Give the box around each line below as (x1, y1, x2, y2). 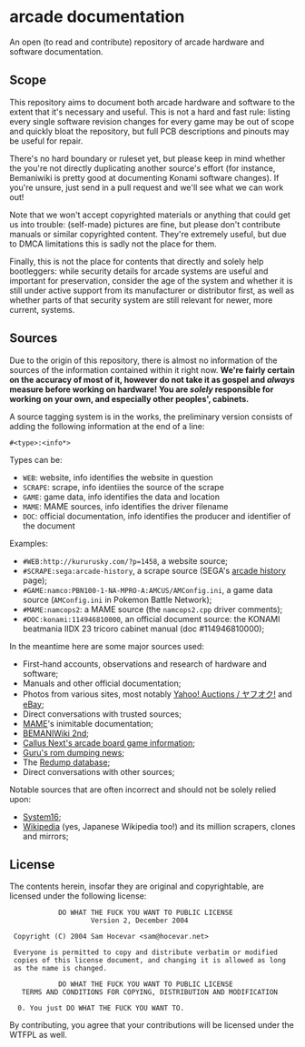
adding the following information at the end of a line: (9, 420, 205, 431)
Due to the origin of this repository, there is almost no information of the (9, 355, 279, 366)
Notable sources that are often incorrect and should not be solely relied (9, 784, 277, 795)
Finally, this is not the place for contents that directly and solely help (9, 256, 264, 267)
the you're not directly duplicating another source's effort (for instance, (9, 162, 276, 174)
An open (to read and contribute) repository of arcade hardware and (9, 36, 265, 47)
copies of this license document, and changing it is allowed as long (13, 956, 286, 965)
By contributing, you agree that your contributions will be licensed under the (9, 1020, 295, 1031)
